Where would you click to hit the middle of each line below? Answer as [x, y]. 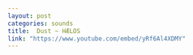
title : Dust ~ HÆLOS [44, 31]
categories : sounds [41, 23]
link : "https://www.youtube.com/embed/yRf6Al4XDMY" [96, 38]
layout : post [30, 16]
